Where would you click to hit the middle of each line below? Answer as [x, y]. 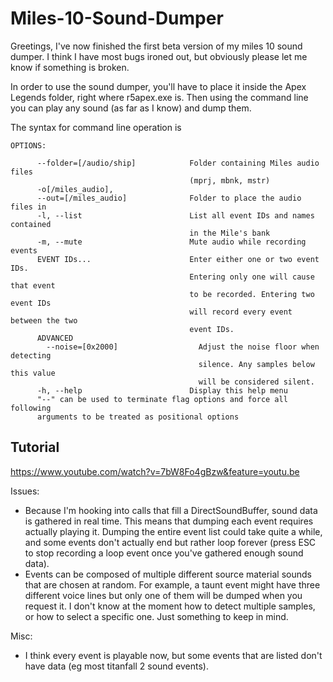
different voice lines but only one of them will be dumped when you [163, 595]
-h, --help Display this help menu [162, 390]
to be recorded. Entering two [252, 294]
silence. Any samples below [256, 364]
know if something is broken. [70, 67]
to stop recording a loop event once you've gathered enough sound [164, 553]
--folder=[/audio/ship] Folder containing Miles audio [178, 163]
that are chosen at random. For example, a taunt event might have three [172, 584]
